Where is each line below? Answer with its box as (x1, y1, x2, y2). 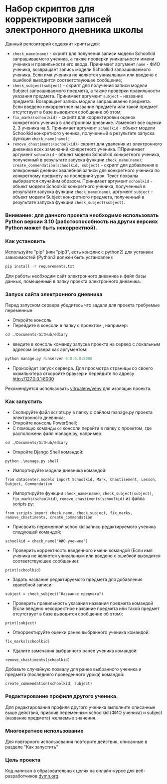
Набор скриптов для (5, 3, 95, 14)
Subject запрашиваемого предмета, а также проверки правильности (12, 87, 161, 93)
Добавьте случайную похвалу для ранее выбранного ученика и (5, 666, 142, 672)
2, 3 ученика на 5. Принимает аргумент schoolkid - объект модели (12, 124, 156, 130)
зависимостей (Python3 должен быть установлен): (5, 254, 114, 260)
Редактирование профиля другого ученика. (5, 693, 118, 700)
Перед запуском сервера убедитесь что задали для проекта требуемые (5, 302, 160, 308)
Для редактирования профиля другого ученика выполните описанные (5, 704, 156, 710)
